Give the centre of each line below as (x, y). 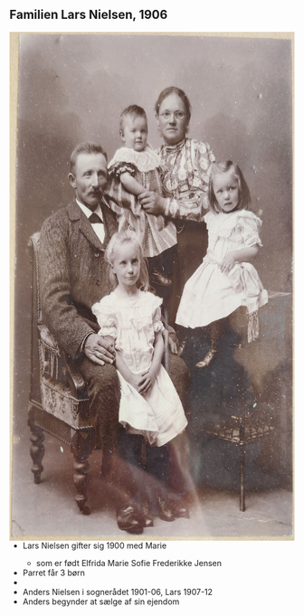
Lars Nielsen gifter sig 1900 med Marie (95, 545)
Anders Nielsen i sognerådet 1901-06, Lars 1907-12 (118, 592)
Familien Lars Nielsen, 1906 (89, 15)
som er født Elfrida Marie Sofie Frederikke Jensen (129, 563)
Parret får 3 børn (54, 573)
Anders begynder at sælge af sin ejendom (101, 602)
